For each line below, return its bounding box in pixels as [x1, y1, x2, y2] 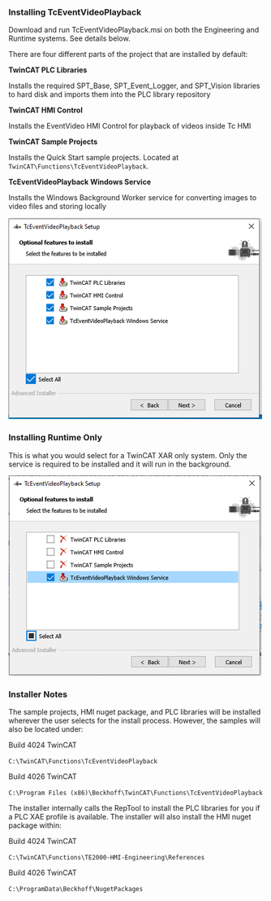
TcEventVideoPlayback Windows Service [8, 177, 152, 187]
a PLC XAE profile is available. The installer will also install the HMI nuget [8, 811, 252, 821]
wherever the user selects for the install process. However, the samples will [8, 715, 261, 725]
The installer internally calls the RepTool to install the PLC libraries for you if [8, 803, 260, 812]
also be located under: [8, 724, 84, 734]
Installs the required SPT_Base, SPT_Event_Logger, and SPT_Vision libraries [8, 81, 260, 91]
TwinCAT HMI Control [8, 105, 83, 116]
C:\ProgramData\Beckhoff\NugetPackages [8, 885, 144, 893]
